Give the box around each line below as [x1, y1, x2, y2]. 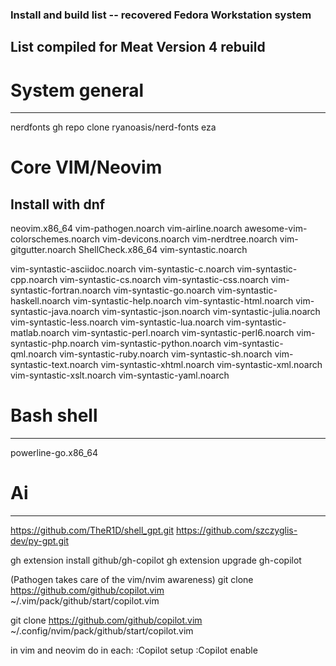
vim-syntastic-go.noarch [113, 284, 216, 297]
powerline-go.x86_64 [10, 447, 99, 459]
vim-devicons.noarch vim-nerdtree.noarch [102, 233, 278, 245]
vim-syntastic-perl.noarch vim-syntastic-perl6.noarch [71, 327, 295, 339]
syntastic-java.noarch [10, 306, 100, 318]
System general [10, 79, 145, 102]
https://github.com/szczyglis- [175, 524, 298, 537]
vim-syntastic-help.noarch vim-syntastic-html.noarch [72, 295, 294, 307]
